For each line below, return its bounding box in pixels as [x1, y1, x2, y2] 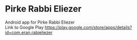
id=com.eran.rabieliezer [5, 29, 53, 35]
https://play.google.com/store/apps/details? [45, 24, 132, 30]
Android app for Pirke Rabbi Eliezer [5, 19, 75, 25]
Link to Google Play [5, 24, 44, 30]
